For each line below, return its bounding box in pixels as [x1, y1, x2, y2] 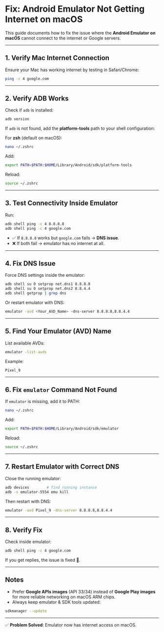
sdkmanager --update [5, 609, 47, 613]
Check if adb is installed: [5, 107, 54, 113]
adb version [5, 117, 29, 122]
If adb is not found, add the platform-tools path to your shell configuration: [5, 125, 155, 131]
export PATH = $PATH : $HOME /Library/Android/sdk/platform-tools [5, 163, 132, 168]
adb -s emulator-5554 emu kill [5, 489, 69, 494]
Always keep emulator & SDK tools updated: [12, 599, 101, 605]
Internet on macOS [5, 14, 83, 25]
